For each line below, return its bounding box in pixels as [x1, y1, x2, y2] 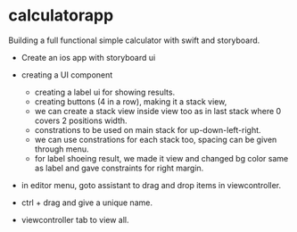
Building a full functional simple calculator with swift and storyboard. [8, 35, 260, 46]
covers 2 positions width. [34, 115, 128, 126]
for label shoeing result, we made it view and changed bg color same [34, 153, 289, 163]
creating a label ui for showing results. [34, 87, 176, 97]
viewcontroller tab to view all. [21, 214, 130, 225]
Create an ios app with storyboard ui [21, 52, 156, 62]
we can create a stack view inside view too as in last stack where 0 [34, 105, 282, 116]
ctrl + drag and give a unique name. [21, 197, 153, 208]
